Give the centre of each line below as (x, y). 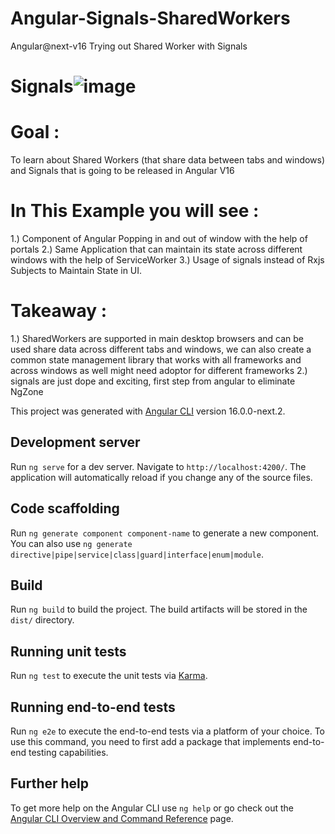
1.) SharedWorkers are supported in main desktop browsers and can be (157, 338)
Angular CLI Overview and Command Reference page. (122, 818)
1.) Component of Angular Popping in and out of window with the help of (159, 238)
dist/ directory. (42, 620)
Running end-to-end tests (93, 707)
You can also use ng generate (71, 543)
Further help (50, 783)
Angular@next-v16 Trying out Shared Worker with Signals (129, 46)
